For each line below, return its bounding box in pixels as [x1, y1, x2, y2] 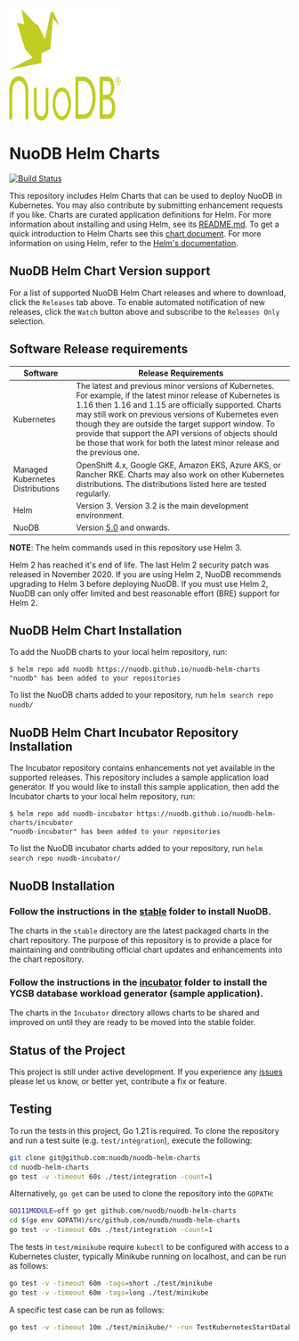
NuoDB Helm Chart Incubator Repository [9, 724, 238, 740]
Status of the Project [9, 1043, 126, 1058]
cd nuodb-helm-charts [9, 1163, 90, 1171]
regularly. [75, 488, 111, 499]
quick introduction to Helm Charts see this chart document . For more [9, 228, 262, 239]
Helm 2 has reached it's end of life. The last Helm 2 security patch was [9, 559, 270, 570]
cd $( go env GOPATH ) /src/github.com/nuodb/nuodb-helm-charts [9, 1216, 241, 1225]
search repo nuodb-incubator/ [9, 854, 122, 864]
